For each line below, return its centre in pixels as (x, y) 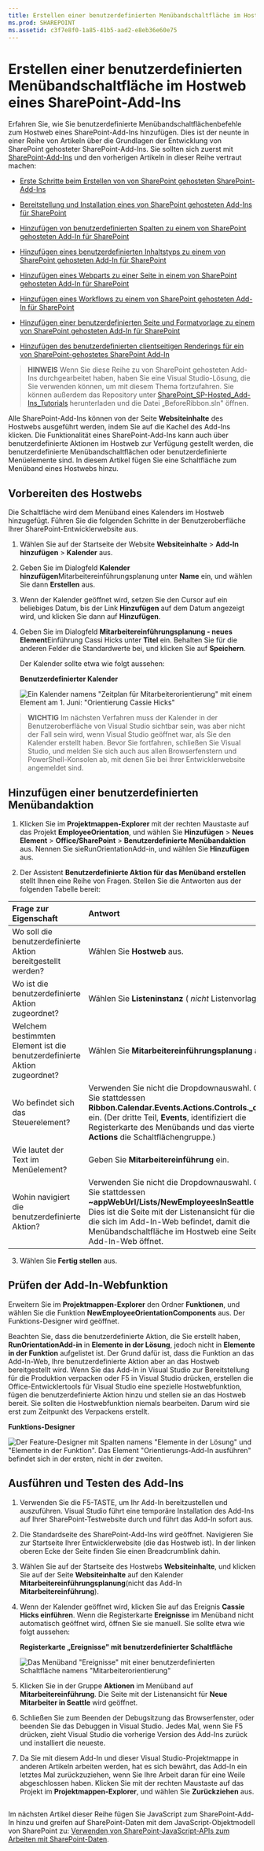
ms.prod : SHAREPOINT (42, 23)
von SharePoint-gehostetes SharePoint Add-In (95, 355)
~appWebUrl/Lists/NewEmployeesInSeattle (171, 1201)
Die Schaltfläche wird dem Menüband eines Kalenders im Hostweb (116, 513)
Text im (26, 1159)
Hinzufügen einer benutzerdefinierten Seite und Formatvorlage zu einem (137, 322)
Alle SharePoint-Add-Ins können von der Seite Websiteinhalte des (116, 418)
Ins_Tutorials (48, 403)
